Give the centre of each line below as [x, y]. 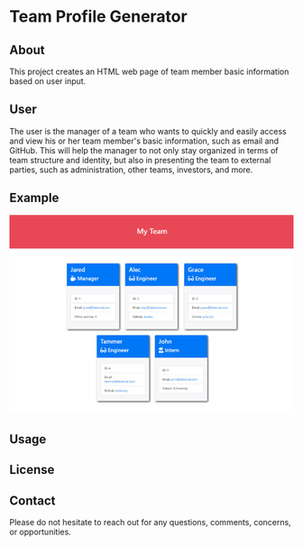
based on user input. [48, 81]
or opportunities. [41, 532]
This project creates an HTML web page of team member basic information [149, 71]
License [32, 470]
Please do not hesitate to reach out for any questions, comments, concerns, [150, 523]
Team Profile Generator [98, 17]
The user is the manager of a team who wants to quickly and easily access [148, 131]
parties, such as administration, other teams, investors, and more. [131, 170]
